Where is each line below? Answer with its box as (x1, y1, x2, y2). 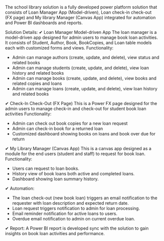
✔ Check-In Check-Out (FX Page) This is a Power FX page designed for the (5, 101, 158, 106)
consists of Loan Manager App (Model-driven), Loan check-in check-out (5, 9, 152, 15)
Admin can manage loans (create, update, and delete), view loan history (12, 86, 158, 91)
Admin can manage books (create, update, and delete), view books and (12, 76, 157, 81)
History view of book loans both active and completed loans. (12, 171, 135, 176)
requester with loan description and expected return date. (12, 200, 129, 206)
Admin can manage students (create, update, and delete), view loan (12, 65, 149, 71)
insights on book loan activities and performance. (5, 231, 105, 236)
